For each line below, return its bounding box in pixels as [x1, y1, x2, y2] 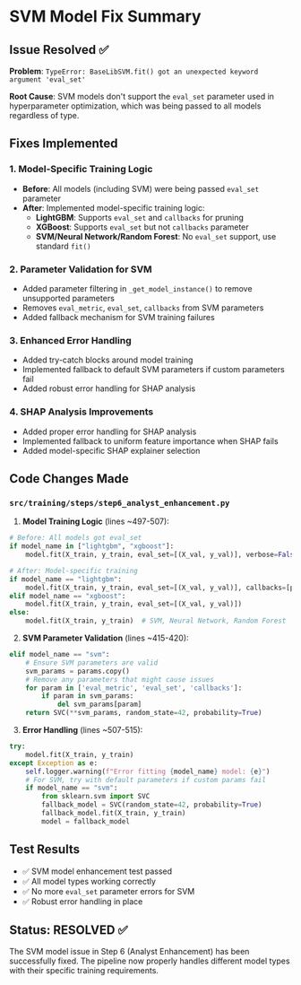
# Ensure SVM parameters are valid [25, 658, 159, 667]
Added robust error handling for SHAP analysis [21, 383, 196, 394]
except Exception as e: [9, 758, 99, 768]
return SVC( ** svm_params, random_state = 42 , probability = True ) [25, 709, 262, 718]
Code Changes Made [9, 471, 130, 486]
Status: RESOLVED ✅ [9, 922, 128, 937]
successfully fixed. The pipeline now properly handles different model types [9, 955, 290, 966]
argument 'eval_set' [9, 75, 87, 84]
